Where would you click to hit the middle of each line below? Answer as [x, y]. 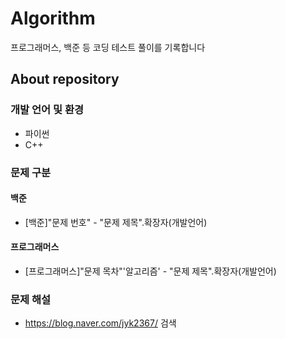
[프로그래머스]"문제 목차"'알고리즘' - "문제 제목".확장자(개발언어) [150, 271]
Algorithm [53, 18]
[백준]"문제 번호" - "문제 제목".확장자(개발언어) [116, 222]
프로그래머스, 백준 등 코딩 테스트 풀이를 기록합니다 [108, 47]
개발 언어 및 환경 [47, 110]
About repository [65, 79]
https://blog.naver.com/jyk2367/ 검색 [100, 323]
